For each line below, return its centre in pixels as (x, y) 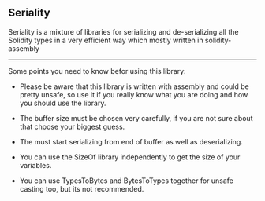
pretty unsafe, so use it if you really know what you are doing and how (134, 94)
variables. (35, 165)
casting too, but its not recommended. (82, 188)
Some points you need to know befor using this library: (97, 71)
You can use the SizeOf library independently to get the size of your (130, 157)
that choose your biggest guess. (72, 126)
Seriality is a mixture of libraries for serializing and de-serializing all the (123, 31)
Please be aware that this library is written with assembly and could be (134, 86)
